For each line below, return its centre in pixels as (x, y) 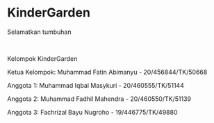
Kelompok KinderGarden (42, 58)
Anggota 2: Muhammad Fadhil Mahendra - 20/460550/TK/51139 (99, 99)
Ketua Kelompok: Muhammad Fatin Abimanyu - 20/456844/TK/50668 (107, 72)
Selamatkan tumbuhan (39, 32)
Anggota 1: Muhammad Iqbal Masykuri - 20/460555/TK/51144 (96, 85)
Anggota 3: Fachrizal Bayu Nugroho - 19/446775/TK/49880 (92, 112)
